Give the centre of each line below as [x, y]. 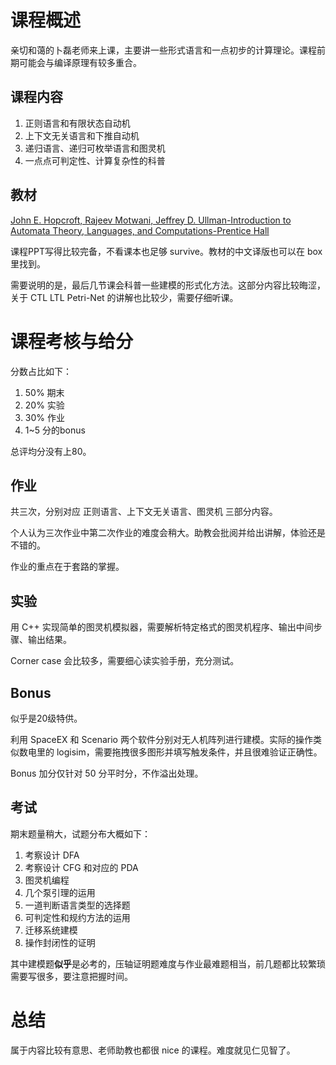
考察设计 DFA [52, 855]
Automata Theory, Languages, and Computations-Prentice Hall [140, 230]
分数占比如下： [41, 371]
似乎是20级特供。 [46, 718]
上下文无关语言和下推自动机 [82, 135]
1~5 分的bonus [55, 430]
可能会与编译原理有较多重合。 [80, 62]
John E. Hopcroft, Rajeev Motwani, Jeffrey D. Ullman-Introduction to [151, 220]
